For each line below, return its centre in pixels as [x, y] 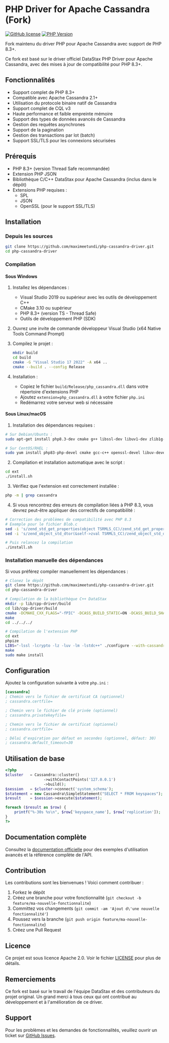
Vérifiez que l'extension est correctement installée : [66, 486]
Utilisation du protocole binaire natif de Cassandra [64, 103]
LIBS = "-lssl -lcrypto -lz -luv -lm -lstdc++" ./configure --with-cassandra [86, 646]
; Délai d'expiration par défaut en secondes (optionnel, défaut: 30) [81, 738]
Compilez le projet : [33, 343]
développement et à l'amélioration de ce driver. [54, 1002]
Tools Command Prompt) [38, 334]
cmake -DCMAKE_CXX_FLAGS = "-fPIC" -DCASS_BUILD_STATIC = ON [66, 613]
